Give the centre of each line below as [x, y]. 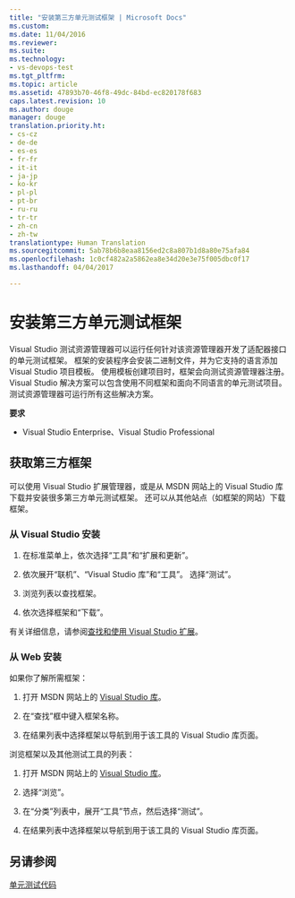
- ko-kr [24, 185]
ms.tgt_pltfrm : [38, 76]
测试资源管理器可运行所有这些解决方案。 [84, 393]
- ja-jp [24, 176]
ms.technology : [38, 59]
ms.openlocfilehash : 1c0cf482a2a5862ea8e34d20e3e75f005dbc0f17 [130, 259]
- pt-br [24, 201]
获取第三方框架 [51, 463]
